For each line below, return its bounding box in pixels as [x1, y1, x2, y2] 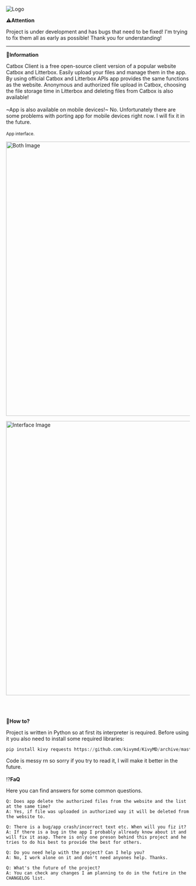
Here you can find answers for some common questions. [6, 787, 143, 794]
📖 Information [6, 51, 39, 58]
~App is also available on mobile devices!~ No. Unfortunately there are [6, 106, 176, 113]
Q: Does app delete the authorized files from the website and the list [6, 798, 187, 804]
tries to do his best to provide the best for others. [6, 839, 142, 845]
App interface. [6, 131, 35, 137]
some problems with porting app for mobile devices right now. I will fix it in [6, 112, 185, 119]
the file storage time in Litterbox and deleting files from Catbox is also [6, 88, 173, 94]
